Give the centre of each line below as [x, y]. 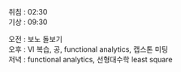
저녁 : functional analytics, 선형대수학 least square [90, 59]
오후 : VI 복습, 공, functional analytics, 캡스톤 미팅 [88, 49]
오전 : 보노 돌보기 [36, 39]
